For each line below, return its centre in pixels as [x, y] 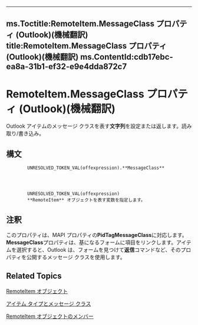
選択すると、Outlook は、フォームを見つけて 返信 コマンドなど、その [98, 249]
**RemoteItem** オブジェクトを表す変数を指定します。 [86, 200]
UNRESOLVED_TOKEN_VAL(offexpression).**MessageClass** [96, 168]
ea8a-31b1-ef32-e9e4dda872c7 [67, 66]
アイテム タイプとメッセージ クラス [49, 303]
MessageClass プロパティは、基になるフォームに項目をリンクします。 [91, 242]
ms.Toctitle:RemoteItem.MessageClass [80, 24]
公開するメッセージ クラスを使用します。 [76, 257]
